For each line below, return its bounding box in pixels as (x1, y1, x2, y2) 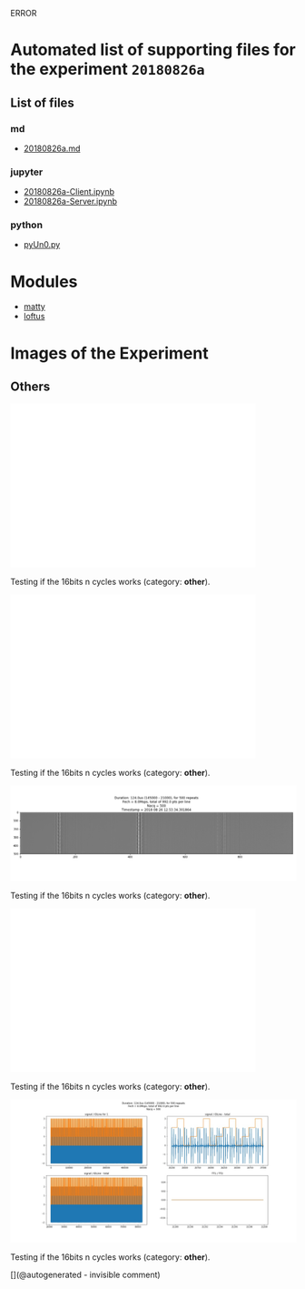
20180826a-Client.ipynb (23, 186, 114, 197)
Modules (10, 271, 78, 292)
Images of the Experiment (10, 343, 209, 363)
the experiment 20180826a (10, 59, 205, 80)
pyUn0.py (23, 239, 61, 250)
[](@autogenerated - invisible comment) (10, 1269, 162, 1281)
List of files (10, 95, 75, 110)
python (10, 218, 44, 231)
